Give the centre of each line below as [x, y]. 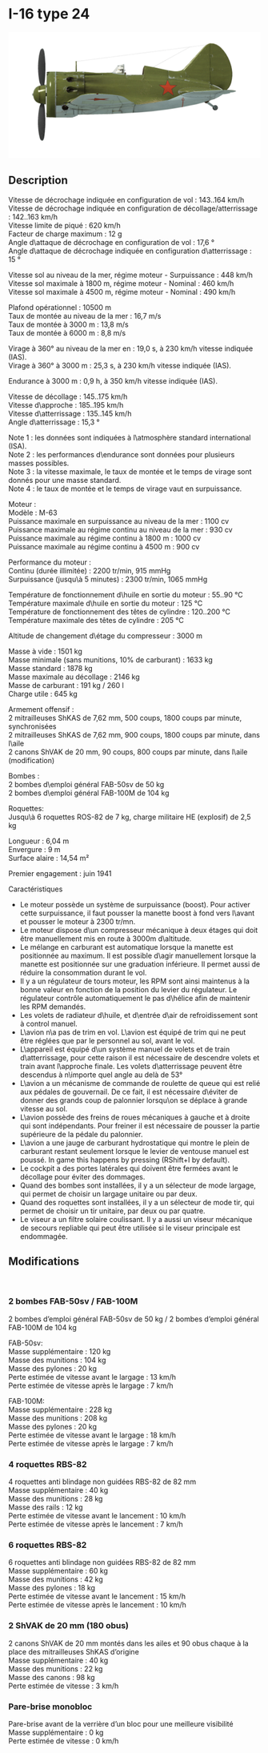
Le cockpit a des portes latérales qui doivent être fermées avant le [129, 1168]
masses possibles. [39, 463]
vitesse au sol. [44, 1108]
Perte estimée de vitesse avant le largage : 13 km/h [92, 1377]
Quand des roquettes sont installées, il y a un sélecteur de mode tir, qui [137, 1202]
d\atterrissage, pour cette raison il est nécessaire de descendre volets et [140, 1057]
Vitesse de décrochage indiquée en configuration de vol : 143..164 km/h [126, 199]
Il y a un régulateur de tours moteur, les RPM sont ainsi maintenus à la [135, 981]
